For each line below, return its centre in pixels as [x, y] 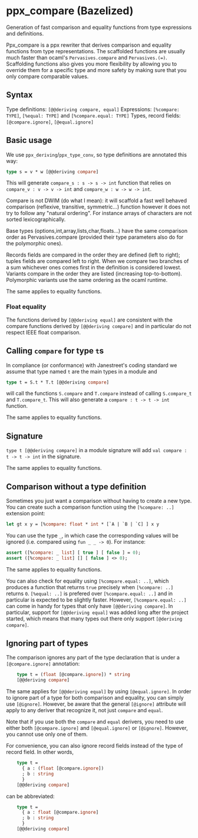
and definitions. [25, 33]
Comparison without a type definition [76, 487]
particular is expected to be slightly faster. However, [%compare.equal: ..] [96, 600]
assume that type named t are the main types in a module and [82, 371]
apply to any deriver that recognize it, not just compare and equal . [85, 710]
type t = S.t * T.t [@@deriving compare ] [58, 382]
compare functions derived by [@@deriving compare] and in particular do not [99, 326]
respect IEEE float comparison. [44, 332]
